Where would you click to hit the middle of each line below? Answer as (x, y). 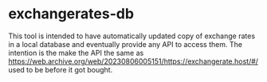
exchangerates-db (71, 14)
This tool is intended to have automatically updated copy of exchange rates (132, 36)
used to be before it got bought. (61, 69)
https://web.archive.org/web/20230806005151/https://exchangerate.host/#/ (133, 61)
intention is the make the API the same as (76, 53)
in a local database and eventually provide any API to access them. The (126, 44)
